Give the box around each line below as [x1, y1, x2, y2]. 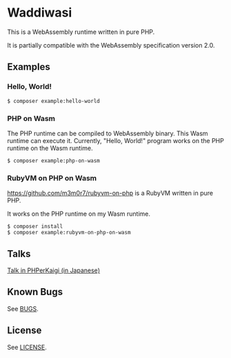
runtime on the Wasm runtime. [7, 144, 93, 152]
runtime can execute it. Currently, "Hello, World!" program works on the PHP [7, 136, 224, 144]
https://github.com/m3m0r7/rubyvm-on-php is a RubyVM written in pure [7, 189, 214, 198]
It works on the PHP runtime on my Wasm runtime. [7, 209, 150, 218]
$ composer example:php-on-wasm [7, 157, 100, 164]
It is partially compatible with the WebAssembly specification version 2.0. [7, 41, 215, 49]
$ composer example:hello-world [7, 97, 100, 104]
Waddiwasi [7, 5, 72, 21]
